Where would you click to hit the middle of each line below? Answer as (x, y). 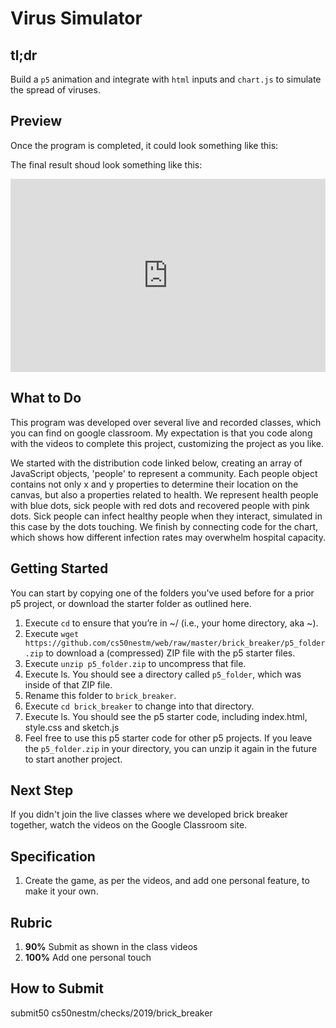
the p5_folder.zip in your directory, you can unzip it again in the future (171, 748)
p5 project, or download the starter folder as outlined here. (131, 603)
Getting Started (59, 568)
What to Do (46, 398)
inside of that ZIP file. (68, 684)
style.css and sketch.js (72, 727)
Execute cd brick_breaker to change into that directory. (139, 706)
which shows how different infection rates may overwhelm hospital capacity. (168, 537)
